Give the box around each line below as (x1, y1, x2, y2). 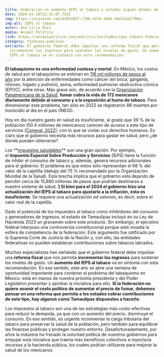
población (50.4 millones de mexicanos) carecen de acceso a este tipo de (5, 122, 154, 128)
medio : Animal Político (5, 30, 54, 35)
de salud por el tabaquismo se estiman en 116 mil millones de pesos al (5, 71, 146, 77)
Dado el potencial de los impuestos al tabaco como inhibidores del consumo (5, 209, 159, 215)
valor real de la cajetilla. (5, 199, 53, 205)
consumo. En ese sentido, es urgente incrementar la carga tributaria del (5, 316, 149, 322)
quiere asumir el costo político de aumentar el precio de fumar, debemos (5, 286, 155, 291)
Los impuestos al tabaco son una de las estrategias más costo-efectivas (5, 306, 150, 312)
